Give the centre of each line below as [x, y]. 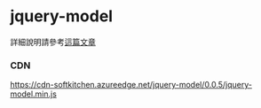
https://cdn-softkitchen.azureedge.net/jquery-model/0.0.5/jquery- [131, 85]
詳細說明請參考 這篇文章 [53, 42]
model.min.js [33, 94]
